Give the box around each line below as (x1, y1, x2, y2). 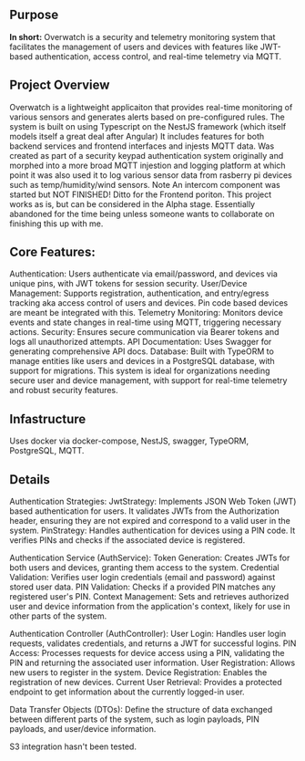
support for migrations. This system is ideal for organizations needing (9, 365, 270, 377)
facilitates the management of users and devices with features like (9, 41, 259, 52)
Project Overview (9, 78, 110, 93)
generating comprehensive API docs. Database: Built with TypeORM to (9, 346, 275, 357)
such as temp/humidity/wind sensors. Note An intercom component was (9, 179, 280, 190)
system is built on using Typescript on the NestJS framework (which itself (9, 120, 287, 131)
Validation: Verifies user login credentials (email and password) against (9, 572, 276, 583)
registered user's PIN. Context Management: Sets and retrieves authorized (9, 591, 290, 602)
